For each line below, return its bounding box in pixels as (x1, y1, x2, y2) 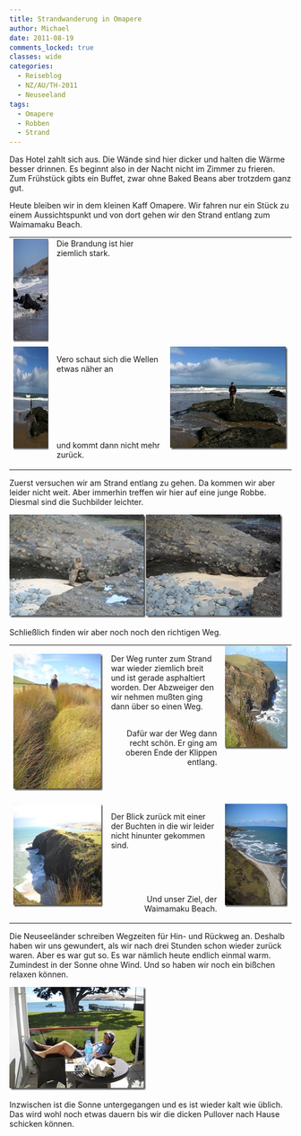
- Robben (17, 119, 50, 128)
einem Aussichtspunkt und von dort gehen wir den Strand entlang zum (9, 209, 271, 220)
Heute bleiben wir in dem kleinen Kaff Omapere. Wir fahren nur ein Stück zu (9, 200, 289, 211)
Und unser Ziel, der (146, 893, 218, 904)
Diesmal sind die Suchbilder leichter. (9, 496, 144, 507)
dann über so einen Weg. (110, 701, 203, 712)
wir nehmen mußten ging (110, 692, 203, 703)
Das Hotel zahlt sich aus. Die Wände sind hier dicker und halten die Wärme (9, 154, 285, 165)
